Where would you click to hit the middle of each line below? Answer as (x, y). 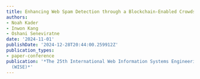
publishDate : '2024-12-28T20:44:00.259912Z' (62, 45)
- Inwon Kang (22, 28)
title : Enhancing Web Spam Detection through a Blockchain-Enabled (92, 12)
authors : (17, 17)
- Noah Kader (22, 23)
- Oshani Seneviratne (33, 34)
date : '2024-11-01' (30, 39)
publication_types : (30, 50)
